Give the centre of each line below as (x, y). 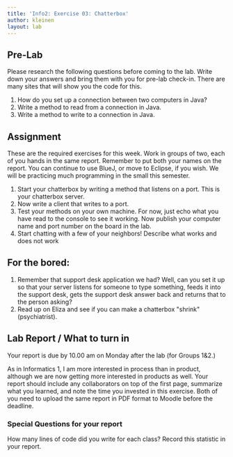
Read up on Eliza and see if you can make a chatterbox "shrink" (109, 309)
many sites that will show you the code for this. (74, 86)
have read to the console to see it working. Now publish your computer (119, 219)
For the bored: (39, 263)
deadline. (21, 405)
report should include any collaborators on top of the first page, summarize (115, 383)
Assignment (34, 137)
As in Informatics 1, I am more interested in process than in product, (104, 369)
